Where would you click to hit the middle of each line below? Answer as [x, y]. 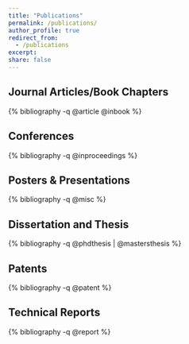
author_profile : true [44, 30]
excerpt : [23, 52]
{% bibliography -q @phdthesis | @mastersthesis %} [95, 244]
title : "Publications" [46, 15]
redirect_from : [33, 38]
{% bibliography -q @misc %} [57, 199]
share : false [30, 60]
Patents [28, 268]
